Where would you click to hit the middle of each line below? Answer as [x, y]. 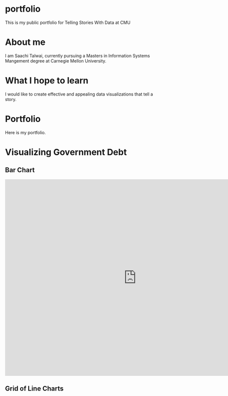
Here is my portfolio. [26, 132]
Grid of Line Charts [34, 389]
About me [25, 42]
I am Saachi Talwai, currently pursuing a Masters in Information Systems [77, 56]
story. [11, 99]
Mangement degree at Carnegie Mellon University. [56, 61]
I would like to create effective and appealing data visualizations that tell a [79, 94]
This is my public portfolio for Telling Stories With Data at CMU [68, 22]
